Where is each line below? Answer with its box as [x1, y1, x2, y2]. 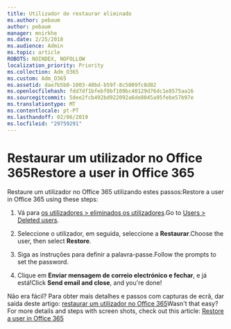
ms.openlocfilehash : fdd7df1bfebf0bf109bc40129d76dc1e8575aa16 [7, 88, 194, 95]
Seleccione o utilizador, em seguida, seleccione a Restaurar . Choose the [17, 230, 224, 238]
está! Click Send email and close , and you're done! [17, 279, 162, 287]
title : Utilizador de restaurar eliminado [7, 10, 132, 17]
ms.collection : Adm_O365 [7, 68, 79, 75]
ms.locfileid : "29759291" [7, 120, 82, 127]
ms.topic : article [7, 49, 60, 56]
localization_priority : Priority [7, 62, 104, 69]
